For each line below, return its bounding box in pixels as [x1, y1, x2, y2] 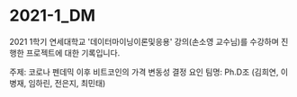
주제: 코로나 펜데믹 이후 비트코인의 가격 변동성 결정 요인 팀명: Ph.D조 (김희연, [9, 66, 279, 77]
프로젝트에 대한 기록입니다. [25, 47, 121, 58]
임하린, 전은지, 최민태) [28, 77, 106, 88]
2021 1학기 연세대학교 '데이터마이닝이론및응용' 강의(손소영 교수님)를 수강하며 [9, 36, 279, 47]
